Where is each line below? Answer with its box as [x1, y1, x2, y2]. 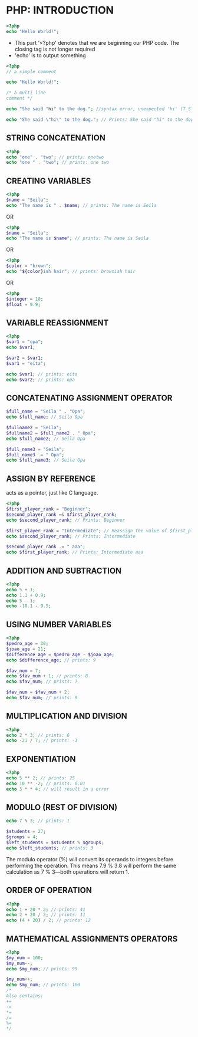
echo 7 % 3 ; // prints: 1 [6, 818, 70, 824]
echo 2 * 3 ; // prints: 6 [6, 732, 70, 738]
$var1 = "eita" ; [6, 360, 46, 366]
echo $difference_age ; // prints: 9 [6, 657, 96, 663]
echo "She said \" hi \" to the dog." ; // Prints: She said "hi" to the [6, 116, 183, 123]
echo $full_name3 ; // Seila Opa [6, 457, 85, 463]
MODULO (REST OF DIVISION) [6, 802, 118, 812]
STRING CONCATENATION [6, 133, 106, 143]
